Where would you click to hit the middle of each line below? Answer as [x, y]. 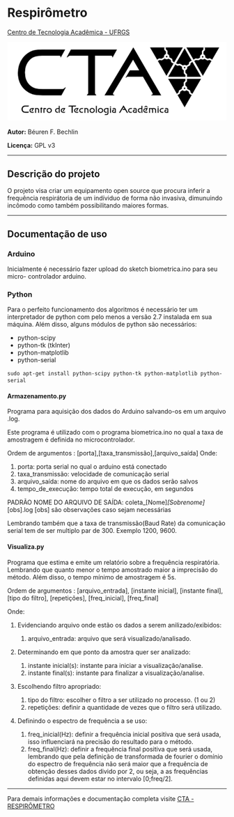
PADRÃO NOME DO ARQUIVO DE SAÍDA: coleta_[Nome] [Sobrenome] [106, 502]
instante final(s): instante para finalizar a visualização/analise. [116, 673]
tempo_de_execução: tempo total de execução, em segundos [105, 489]
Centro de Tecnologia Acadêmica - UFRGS [69, 32]
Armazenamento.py [37, 396]
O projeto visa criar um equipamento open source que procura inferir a [109, 191]
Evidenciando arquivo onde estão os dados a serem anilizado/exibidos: [119, 625]
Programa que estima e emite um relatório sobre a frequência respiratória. [114, 562]
